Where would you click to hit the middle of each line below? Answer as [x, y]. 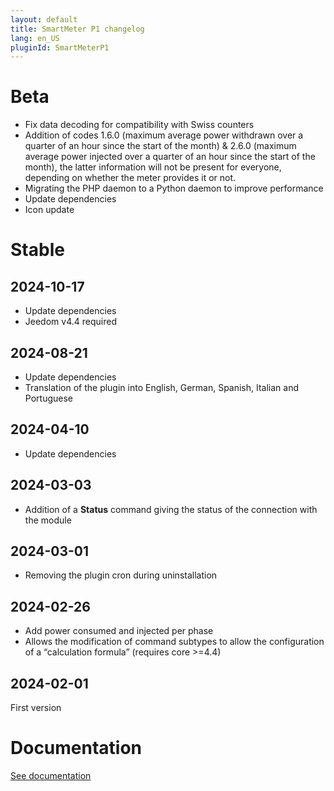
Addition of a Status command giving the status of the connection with [171, 509]
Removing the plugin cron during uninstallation [121, 575]
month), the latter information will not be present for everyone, [153, 167]
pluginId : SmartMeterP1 [60, 47]
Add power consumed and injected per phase [119, 631]
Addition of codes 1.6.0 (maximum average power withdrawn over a [164, 135]
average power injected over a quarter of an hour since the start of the [170, 157]
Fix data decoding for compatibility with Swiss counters [139, 125]
